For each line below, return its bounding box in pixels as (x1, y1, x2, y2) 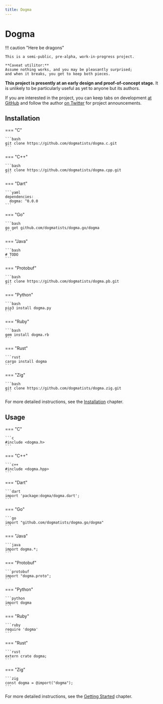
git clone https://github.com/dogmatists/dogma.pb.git (5, 279, 119, 284)
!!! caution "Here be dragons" (5, 45, 65, 51)
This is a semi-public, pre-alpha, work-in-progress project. (5, 54, 135, 59)
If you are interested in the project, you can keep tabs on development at (5, 94, 152, 101)
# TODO (5, 252, 19, 257)
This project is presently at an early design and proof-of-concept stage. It (5, 80, 158, 86)
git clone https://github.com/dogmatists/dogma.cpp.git (5, 168, 121, 173)
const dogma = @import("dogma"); (5, 680, 73, 686)
